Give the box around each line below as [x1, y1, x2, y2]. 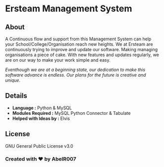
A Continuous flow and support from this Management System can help [5, 36, 152, 42]
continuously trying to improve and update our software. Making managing [5, 47, 158, 52]
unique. [5, 78, 21, 83]
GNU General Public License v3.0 [5, 143, 73, 149]
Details [5, 91, 27, 100]
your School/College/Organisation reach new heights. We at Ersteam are [5, 41, 153, 47]
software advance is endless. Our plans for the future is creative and [5, 72, 146, 78]
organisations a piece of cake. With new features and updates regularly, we [5, 52, 160, 58]
